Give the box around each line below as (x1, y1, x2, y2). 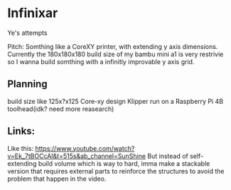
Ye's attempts (7, 28, 48, 37)
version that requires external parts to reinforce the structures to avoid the (7, 167, 225, 175)
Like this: (7, 144, 34, 152)
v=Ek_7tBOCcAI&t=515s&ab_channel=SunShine (7, 152, 146, 160)
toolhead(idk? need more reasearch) (7, 105, 114, 113)
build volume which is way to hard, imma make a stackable (38, 159, 210, 168)
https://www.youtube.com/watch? (35, 144, 135, 152)
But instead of (147, 152, 188, 160)
